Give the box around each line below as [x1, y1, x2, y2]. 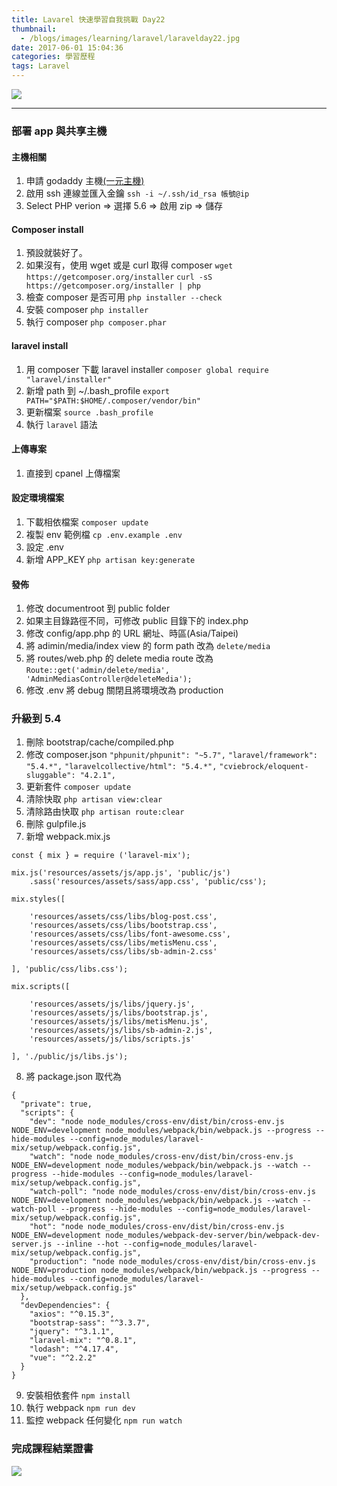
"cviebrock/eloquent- [219, 762, 309, 772]
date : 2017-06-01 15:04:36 [11, 42, 124, 53]
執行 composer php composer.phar [25, 316, 167, 328]
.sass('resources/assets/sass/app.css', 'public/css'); [29, 877, 268, 887]
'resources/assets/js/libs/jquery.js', [29, 999, 196, 1010]
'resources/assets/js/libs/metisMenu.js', [29, 1017, 209, 1027]
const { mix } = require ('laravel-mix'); [11, 851, 191, 861]
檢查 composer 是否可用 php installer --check [25, 291, 223, 303]
